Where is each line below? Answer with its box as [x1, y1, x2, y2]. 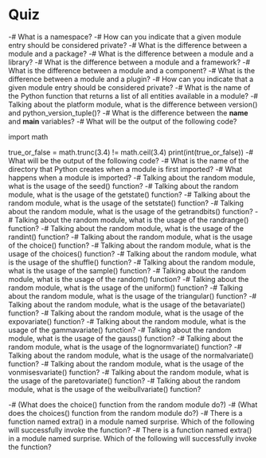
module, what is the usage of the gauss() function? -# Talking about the [8, 333, 244, 343]
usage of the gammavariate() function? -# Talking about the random [8, 325, 232, 335]
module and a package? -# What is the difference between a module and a [8, 49, 254, 58]
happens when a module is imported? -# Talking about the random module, [8, 173, 256, 182]
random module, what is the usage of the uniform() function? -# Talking [8, 283, 243, 292]
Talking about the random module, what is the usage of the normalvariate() [8, 350, 254, 360]
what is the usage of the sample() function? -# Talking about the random [8, 265, 247, 276]
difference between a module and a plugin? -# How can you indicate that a [8, 74, 254, 84]
